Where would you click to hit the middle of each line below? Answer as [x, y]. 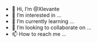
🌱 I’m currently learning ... [43, 21]
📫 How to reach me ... [39, 34]
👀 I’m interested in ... [36, 15]
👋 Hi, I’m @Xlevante [36, 9]
